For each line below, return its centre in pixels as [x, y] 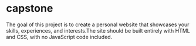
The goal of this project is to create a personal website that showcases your [98, 24]
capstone [30, 8]
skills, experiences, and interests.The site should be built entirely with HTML [98, 30]
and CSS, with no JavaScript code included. [59, 37]
